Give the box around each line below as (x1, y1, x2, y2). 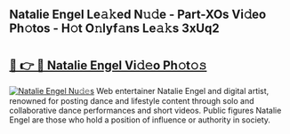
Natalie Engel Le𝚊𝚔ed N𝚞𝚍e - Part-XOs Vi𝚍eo (9, 7, 267, 22)
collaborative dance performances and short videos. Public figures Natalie (9, 106, 282, 115)
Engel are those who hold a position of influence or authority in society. (9, 114, 271, 125)
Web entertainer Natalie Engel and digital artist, (96, 86, 270, 96)
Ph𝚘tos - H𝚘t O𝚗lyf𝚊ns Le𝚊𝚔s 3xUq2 (9, 21, 220, 36)
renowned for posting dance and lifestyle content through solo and (9, 96, 254, 106)
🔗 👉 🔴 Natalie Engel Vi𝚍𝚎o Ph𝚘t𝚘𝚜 (9, 58, 207, 73)
